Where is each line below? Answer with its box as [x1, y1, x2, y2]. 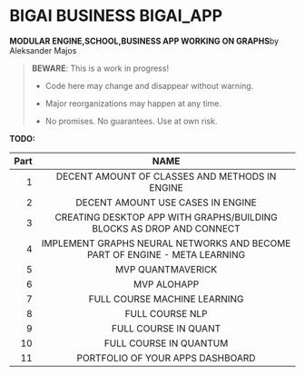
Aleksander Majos [9, 45, 77, 55]
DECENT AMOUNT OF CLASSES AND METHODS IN [55, 170, 277, 183]
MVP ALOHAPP [133, 278, 200, 291]
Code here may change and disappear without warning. [44, 80, 254, 91]
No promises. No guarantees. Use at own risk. [44, 115, 218, 126]
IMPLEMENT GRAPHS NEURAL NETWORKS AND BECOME [41, 237, 291, 250]
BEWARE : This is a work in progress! [31, 63, 170, 74]
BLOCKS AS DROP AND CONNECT [92, 222, 241, 234]
